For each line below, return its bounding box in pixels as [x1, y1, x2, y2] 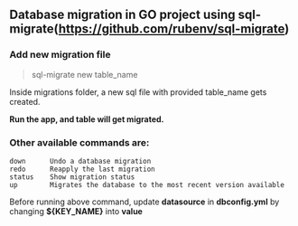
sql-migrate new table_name [31, 69, 138, 80]
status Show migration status [9, 172, 135, 182]
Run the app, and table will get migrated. [9, 113, 164, 125]
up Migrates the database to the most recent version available [9, 180, 284, 189]
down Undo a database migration [9, 156, 152, 165]
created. [9, 96, 41, 107]
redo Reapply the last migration [9, 165, 155, 174]
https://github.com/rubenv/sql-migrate [58, 22, 285, 37]
